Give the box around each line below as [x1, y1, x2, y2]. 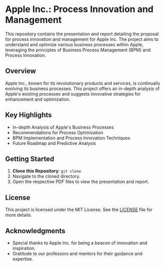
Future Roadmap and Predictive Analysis [12, 140, 96, 146]
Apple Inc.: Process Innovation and [5, 4, 153, 15]
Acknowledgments [5, 226, 66, 235]
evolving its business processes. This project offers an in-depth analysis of [5, 85, 160, 92]
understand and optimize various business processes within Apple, [5, 41, 143, 47]
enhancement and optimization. [5, 96, 70, 102]
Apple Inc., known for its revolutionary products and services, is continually [5, 80, 160, 86]
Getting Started [5, 154, 54, 163]
